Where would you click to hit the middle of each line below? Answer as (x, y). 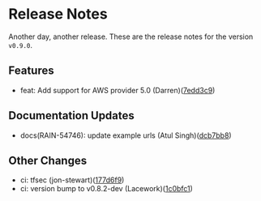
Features (31, 71)
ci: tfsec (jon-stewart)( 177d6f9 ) (72, 180)
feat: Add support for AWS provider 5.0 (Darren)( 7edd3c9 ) (118, 90)
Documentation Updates (72, 115)
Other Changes (48, 160)
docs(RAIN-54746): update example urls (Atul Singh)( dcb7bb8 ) (126, 135)
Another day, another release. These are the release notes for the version (131, 36)
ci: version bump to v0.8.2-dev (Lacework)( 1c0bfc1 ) (106, 189)
